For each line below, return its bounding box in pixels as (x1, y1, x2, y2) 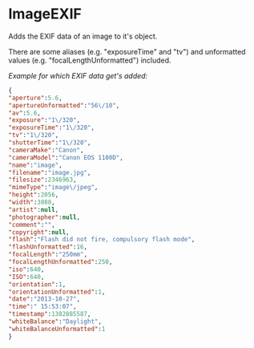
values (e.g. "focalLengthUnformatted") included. (8, 55, 171, 65)
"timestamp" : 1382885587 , (8, 310, 91, 318)
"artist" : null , (8, 205, 59, 213)
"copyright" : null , (8, 228, 70, 237)
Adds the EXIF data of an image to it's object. (8, 31, 158, 41)
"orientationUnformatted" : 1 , (8, 288, 106, 296)
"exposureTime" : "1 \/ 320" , (8, 123, 95, 132)
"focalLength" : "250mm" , (8, 250, 88, 259)
